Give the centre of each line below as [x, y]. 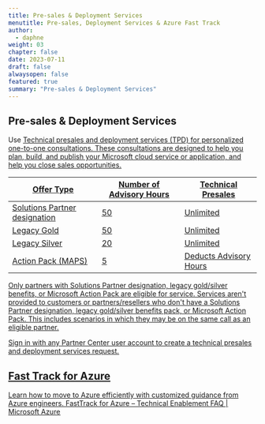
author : [21, 30]
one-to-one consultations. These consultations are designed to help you [126, 148]
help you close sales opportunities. [65, 165]
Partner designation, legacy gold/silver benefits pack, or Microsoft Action [127, 311]
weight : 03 [26, 45]
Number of [139, 185]
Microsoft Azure [34, 412]
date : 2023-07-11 [37, 60]
